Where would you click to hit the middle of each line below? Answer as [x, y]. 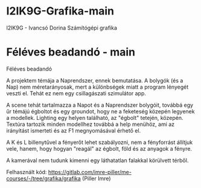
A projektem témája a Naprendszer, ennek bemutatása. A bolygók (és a [95, 80]
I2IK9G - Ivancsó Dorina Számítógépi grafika [62, 28]
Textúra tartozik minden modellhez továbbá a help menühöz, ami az [91, 124]
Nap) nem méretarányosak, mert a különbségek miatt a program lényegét [97, 87]
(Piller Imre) [97, 178]
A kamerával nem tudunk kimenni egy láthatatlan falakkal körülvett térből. [97, 160]
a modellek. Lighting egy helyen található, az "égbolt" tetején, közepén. [95, 117]
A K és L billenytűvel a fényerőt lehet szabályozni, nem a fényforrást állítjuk [100, 142]
